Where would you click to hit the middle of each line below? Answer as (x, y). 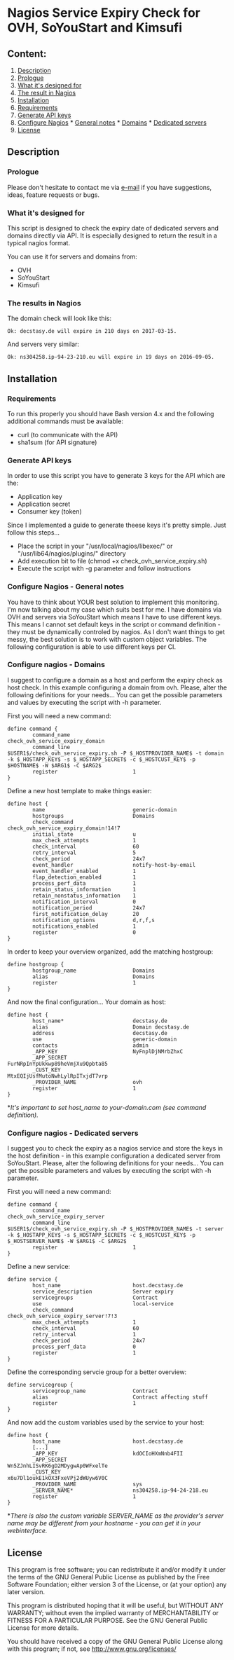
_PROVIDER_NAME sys (87, 1484)
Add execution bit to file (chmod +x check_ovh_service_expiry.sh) (112, 561)
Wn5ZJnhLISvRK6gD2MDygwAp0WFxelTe (58, 1466)
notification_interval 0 (84, 902)
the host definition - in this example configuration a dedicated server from (114, 1156)
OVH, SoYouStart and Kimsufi (95, 28)
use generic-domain (105, 1039)
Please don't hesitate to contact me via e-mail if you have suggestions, (110, 187)
